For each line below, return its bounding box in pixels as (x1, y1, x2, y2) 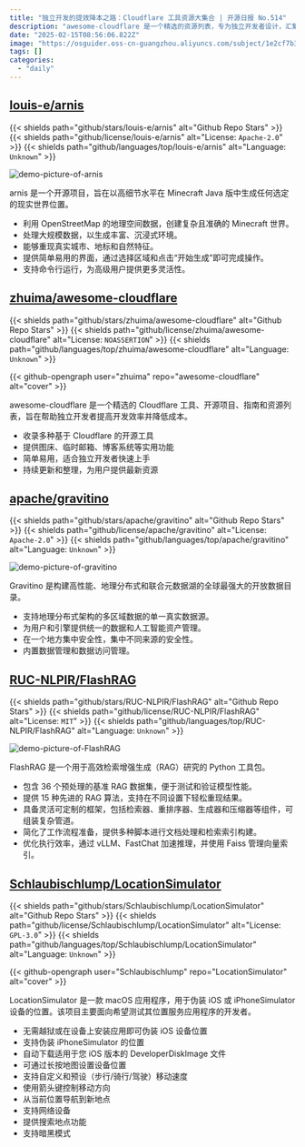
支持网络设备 (22, 1104, 71, 1115)
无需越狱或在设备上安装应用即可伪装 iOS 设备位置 (22, 1025, 208, 1036)
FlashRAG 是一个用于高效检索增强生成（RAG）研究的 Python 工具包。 (9, 761, 271, 773)
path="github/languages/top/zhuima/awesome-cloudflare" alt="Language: (9, 343, 290, 355)
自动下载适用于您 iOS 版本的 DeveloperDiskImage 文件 (22, 1048, 227, 1059)
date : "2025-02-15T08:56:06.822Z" (9, 30, 141, 39)
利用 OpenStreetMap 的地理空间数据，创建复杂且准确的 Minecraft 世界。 (22, 217, 294, 228)
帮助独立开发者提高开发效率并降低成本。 (40, 410, 192, 421)
